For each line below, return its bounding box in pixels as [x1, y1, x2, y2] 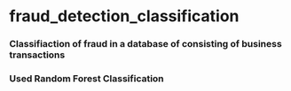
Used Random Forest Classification [9, 72, 164, 85]
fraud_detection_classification [9, 6, 240, 27]
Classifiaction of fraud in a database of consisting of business [9, 38, 282, 50]
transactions [9, 49, 66, 61]
